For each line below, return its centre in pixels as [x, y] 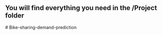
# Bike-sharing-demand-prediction [41, 27]
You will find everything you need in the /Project [81, 8]
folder [15, 16]
